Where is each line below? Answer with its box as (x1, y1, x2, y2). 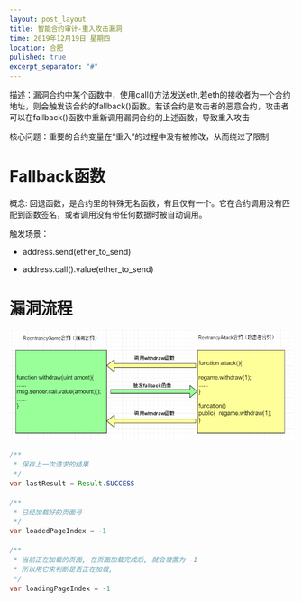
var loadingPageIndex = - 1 (9, 584, 111, 593)
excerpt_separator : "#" (9, 62, 99, 71)
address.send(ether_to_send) (22, 246, 132, 257)
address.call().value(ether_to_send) (22, 263, 154, 275)
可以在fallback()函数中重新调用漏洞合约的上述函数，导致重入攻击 (9, 112, 251, 122)
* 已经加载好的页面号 (13, 507, 83, 517)
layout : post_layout (9, 14, 87, 24)
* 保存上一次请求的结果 (13, 460, 89, 469)
